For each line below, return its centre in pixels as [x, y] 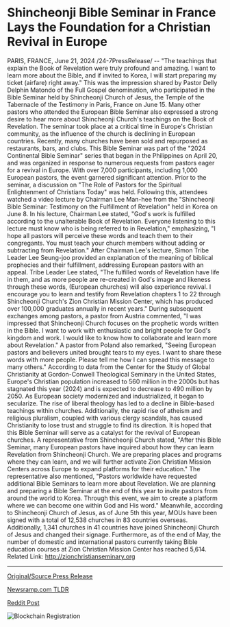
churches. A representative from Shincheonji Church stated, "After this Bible [114, 440]
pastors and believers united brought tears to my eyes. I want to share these [115, 352]
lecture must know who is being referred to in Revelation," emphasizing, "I [111, 228]
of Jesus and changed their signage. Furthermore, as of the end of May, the [114, 534]
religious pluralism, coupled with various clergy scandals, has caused [105, 418]
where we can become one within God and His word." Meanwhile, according [115, 505]
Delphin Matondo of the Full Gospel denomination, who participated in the [111, 90]
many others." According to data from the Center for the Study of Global [109, 367]
